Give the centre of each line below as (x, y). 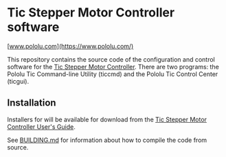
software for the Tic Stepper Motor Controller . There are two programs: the (113, 67)
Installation (32, 103)
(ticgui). (18, 81)
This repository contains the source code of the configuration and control (111, 59)
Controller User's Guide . (41, 126)
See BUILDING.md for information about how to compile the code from (107, 140)
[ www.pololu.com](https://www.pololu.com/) (70, 46)
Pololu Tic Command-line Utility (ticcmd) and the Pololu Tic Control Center (113, 74)
